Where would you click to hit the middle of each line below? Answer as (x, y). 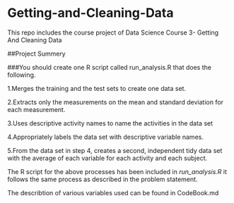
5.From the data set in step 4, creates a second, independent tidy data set (115, 150)
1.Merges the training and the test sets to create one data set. (96, 88)
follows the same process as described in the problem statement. (103, 179)
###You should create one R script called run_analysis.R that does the (110, 67)
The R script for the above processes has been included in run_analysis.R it (117, 171)
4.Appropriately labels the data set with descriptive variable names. (105, 137)
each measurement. (36, 109)
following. (22, 75)
